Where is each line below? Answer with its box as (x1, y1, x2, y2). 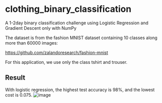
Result (5, 73, 26, 82)
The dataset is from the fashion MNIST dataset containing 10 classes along (5, 35, 158, 41)
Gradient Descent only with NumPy (5, 25, 77, 31)
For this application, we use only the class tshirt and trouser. (5, 59, 127, 65)
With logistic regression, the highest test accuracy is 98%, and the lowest (5, 87, 155, 93)
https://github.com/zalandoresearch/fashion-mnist (5, 50, 109, 55)
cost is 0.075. (5, 92, 33, 98)
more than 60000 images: (5, 40, 58, 46)
